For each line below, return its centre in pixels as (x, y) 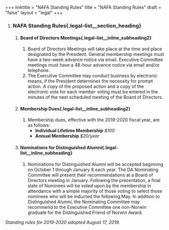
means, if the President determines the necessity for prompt (90, 81)
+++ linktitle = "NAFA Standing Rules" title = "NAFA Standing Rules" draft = (83, 7)
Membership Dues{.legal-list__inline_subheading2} (75, 108)
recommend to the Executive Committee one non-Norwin (87, 207)
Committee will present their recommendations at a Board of (90, 175)
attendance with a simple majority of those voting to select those (95, 191)
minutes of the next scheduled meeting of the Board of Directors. (95, 97)
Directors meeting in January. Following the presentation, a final (94, 180)
